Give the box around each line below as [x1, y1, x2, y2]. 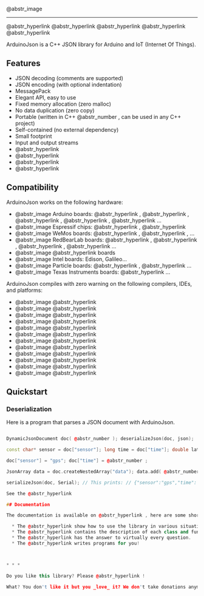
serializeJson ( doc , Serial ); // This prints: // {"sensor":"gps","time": [6, 479, 197, 486]
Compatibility [6, 182, 59, 193]
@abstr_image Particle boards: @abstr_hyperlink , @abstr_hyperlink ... [15, 262, 192, 269]
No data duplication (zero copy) [15, 106, 95, 114]
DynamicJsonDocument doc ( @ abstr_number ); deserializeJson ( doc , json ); [6, 436, 194, 442]
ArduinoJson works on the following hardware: [6, 198, 123, 206]
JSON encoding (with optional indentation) [15, 81, 123, 88]
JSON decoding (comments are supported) [15, 74, 123, 81]
